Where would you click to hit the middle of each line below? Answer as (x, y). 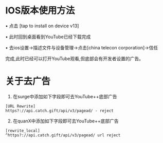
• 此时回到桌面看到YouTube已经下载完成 (48, 37)
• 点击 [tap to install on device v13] (42, 26)
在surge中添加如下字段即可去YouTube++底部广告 (65, 96)
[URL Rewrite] (21, 106)
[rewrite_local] (23, 131)
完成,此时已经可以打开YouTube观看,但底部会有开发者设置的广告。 (75, 58)
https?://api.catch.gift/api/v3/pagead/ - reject (60, 111)
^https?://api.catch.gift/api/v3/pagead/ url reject (63, 135)
